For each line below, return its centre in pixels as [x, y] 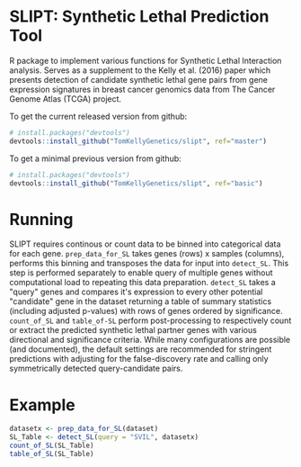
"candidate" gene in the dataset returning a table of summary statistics [141, 301]
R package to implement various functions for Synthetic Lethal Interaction [146, 60]
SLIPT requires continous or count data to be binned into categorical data [145, 244]
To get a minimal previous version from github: [95, 158]
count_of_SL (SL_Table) [52, 446]
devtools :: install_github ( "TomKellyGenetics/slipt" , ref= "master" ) [138, 141]
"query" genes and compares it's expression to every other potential [136, 292]
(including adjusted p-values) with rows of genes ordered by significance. [146, 311]
